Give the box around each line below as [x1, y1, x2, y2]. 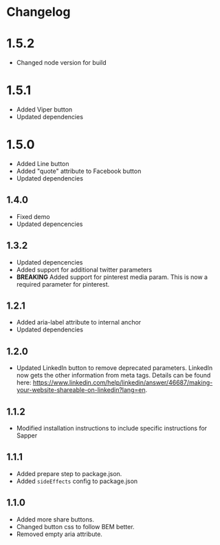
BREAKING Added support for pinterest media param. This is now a [16, 273, 208, 281]
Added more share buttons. [16, 515, 94, 524]
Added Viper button [16, 105, 73, 114]
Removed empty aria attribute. [16, 530, 102, 538]
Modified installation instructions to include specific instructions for [16, 424, 208, 433]
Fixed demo [16, 212, 50, 220]
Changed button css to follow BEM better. [16, 522, 135, 531]
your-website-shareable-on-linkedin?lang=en [16, 386, 146, 394]
